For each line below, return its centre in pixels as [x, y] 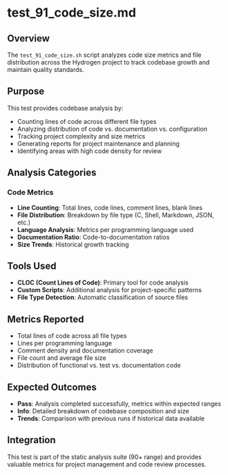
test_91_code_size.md [72, 13]
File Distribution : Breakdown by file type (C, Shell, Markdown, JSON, [115, 215]
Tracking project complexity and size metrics [81, 136]
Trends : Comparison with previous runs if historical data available [111, 418]
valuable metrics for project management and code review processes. [107, 464]
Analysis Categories [52, 173]
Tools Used [32, 266]
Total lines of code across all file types [72, 336]
